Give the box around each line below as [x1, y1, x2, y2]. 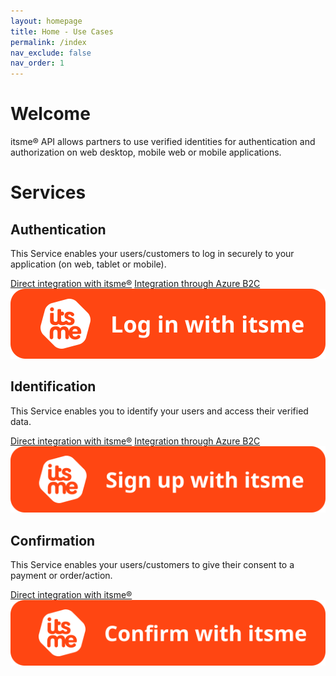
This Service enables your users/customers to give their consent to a [10, 559, 295, 571]
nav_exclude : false [10, 48, 92, 58]
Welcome [10, 103, 91, 125]
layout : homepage [10, 16, 83, 26]
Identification [10, 378, 97, 395]
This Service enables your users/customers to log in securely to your [10, 248, 295, 260]
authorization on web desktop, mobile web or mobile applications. [10, 146, 282, 159]
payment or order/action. [10, 570, 113, 582]
